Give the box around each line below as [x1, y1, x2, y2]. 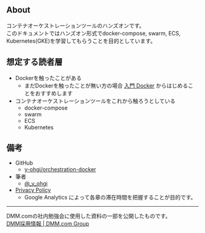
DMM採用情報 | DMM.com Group [6, 220, 90, 227]
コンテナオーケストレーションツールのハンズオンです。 [6, 21, 145, 29]
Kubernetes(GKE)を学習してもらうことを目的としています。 [6, 37, 156, 45]
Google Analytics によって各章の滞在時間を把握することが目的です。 [24, 194, 196, 201]
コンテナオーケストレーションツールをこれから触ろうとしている [15, 97, 176, 105]
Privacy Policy [15, 187, 51, 194]
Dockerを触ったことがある [15, 74, 82, 81]
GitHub [15, 159, 34, 167]
